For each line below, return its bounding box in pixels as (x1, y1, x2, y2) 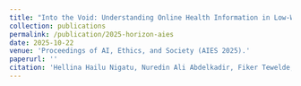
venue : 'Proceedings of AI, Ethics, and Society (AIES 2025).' (9, 47, 251, 56)
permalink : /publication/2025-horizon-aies (9, 30, 175, 39)
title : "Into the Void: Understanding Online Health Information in (9, 13, 271, 22)
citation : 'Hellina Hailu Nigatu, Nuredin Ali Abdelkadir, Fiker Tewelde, (9, 64, 295, 73)
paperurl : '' (9, 55, 58, 64)
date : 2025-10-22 (9, 38, 74, 47)
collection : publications (9, 21, 106, 30)
